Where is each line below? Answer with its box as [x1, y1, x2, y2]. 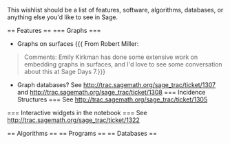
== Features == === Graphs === [7, 27, 101, 34]
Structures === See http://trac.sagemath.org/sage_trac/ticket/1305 [17, 95, 208, 104]
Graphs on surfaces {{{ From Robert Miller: [17, 40, 139, 47]
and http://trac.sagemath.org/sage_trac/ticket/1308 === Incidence [17, 88, 206, 96]
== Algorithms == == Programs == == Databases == [7, 130, 157, 137]
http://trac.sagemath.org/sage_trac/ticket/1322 [7, 116, 140, 124]
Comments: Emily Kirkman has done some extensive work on [23, 53, 198, 61]
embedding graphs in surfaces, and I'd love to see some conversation [23, 60, 222, 68]
